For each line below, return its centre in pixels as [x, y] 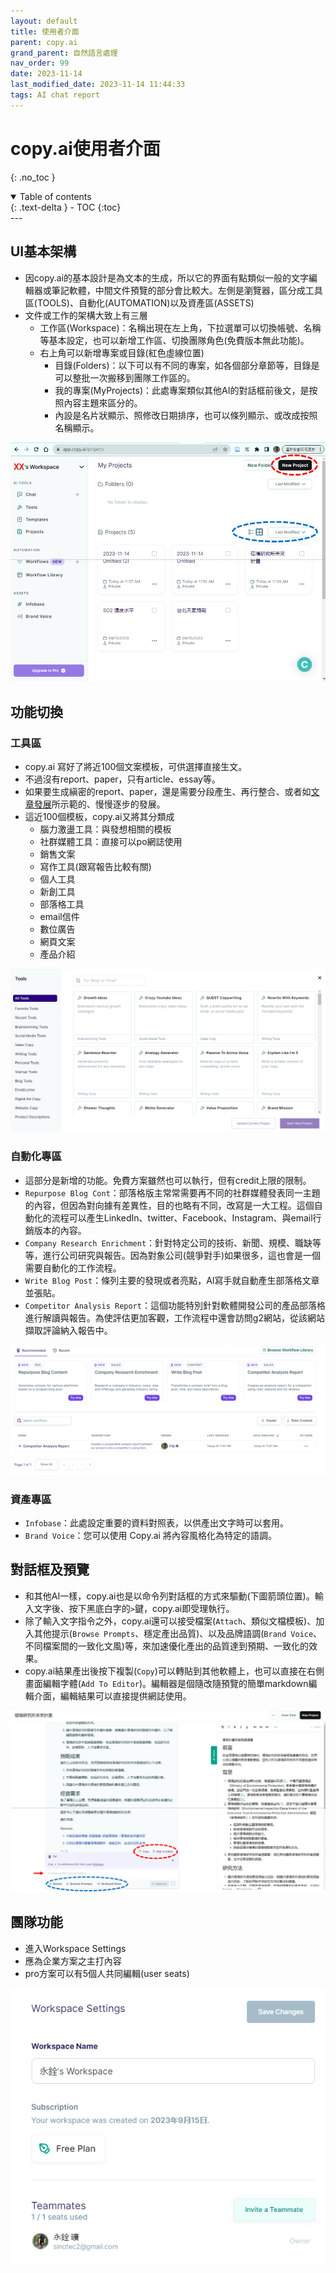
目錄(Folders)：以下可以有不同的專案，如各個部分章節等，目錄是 [187, 365]
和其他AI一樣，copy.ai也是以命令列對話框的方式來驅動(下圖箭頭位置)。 [169, 1596]
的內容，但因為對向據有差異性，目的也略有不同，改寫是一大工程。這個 [169, 1205]
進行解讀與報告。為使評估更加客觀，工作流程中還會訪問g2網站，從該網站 [174, 1317]
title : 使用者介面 [45, 31]
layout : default [44, 21]
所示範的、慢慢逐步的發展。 [108, 804]
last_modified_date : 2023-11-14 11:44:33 [98, 85]
